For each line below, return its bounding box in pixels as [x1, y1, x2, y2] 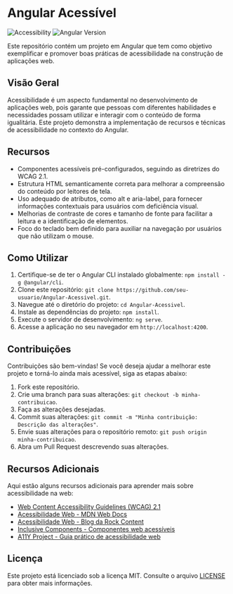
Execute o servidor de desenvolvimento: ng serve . [17, 315, 163, 324]
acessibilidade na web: [7, 489, 74, 497]
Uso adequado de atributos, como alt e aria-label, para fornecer [17, 194, 203, 203]
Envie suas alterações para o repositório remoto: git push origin [17, 428, 207, 436]
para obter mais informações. [7, 579, 93, 587]
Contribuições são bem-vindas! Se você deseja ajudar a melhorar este [7, 362, 211, 370]
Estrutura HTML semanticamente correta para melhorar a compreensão [17, 179, 225, 187]
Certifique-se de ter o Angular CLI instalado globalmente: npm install [17, 270, 220, 279]
